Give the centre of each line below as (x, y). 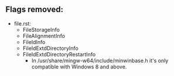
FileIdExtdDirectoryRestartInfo (59, 54)
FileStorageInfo (41, 30)
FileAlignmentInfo (44, 36)
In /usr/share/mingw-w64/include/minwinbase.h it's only (100, 60)
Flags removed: (35, 10)
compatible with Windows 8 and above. (79, 67)
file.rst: (23, 23)
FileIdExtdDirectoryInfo (50, 48)
